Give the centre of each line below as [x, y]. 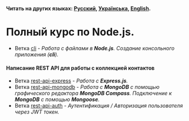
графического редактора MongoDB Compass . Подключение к [93, 94]
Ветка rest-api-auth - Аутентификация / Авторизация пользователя [99, 106]
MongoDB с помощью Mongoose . [57, 99]
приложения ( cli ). [36, 54]
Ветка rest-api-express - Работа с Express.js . [71, 81]
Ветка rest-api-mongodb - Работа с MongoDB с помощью [87, 87]
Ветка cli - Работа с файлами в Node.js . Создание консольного [95, 48]
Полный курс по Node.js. [70, 32]
